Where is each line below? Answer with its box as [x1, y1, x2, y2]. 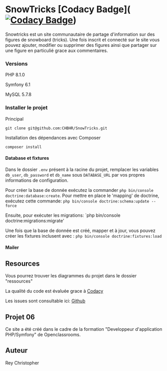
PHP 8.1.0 [5, 72, 25, 78]
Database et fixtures [5, 155, 50, 161]
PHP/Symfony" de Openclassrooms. [5, 331, 81, 337]
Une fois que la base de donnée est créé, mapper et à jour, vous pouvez [5, 227, 156, 234]
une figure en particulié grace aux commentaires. [5, 47, 108, 53]
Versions [5, 60, 28, 67]
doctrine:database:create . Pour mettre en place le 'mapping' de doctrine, [5, 192, 159, 198]
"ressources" [5, 278, 33, 284]
